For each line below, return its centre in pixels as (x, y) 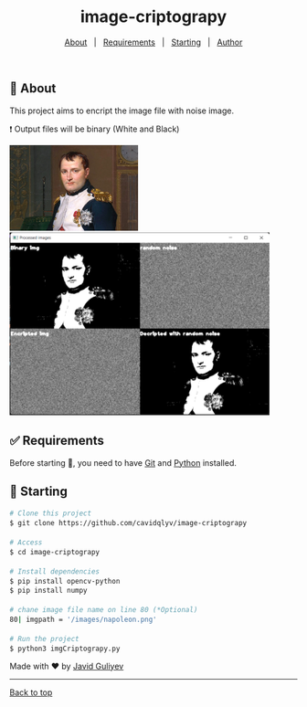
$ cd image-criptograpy (55, 552)
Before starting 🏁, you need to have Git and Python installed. (123, 462)
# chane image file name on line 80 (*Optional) (104, 610)
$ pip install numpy (49, 591)
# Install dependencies (55, 571)
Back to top (31, 692)
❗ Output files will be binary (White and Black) (95, 129)
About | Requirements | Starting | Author (153, 42)
